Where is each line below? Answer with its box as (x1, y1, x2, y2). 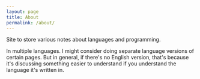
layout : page (6, 8, 39, 15)
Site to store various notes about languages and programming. (6, 36, 161, 43)
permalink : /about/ (6, 20, 55, 26)
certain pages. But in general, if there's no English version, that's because (6, 54, 189, 61)
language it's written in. (6, 67, 64, 74)
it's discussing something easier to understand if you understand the (6, 60, 177, 67)
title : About (6, 14, 39, 20)
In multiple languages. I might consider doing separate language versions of (6, 48, 194, 55)
